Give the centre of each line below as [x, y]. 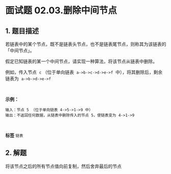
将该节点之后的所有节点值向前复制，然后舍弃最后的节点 [63, 166]
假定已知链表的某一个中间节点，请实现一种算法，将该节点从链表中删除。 [81, 61]
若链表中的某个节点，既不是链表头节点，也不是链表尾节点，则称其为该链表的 [86, 44]
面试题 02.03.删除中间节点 [61, 10]
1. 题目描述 [22, 31]
